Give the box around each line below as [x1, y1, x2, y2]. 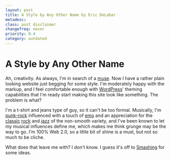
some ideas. [5, 149, 31, 155]
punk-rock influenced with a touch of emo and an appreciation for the [5, 112, 153, 118]
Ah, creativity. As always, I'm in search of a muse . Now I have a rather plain [5, 75, 164, 81]
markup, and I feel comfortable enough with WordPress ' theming [5, 86, 143, 92]
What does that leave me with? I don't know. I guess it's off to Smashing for [5, 144, 165, 150]
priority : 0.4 [5, 31, 36, 36]
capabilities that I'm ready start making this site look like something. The [5, 91, 158, 97]
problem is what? [5, 97, 42, 103]
